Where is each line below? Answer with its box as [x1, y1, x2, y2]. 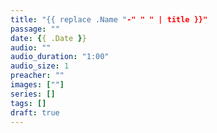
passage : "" [10, 24, 60, 34]
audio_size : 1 [10, 61, 70, 71]
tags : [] [10, 98, 47, 108]
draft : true [10, 107, 60, 118]
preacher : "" [10, 71, 65, 81]
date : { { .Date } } [10, 33, 87, 43]
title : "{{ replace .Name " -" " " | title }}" [10, 14, 208, 25]
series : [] [10, 89, 56, 99]
